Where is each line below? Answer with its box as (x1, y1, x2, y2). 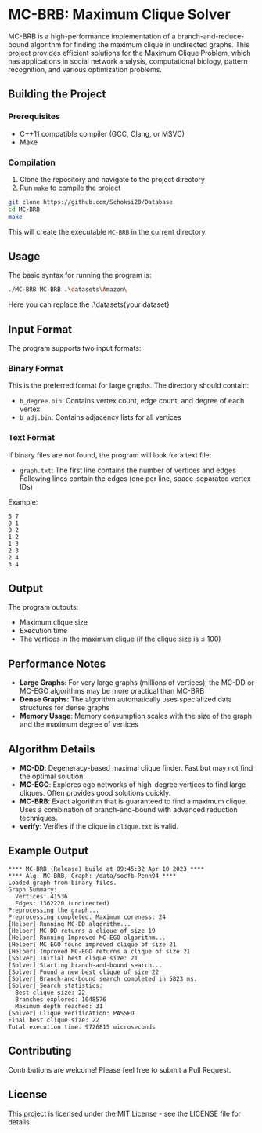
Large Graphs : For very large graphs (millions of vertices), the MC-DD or (19, 678, 254, 687)
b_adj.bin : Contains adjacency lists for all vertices (19, 413, 181, 422)
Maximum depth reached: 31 (15, 1002, 103, 1010)
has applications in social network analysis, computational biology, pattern (8, 56, 248, 66)
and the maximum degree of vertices (19, 720, 139, 729)
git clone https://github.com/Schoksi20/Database (8, 198, 174, 206)
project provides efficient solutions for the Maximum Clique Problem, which (8, 48, 251, 57)
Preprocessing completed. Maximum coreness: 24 (8, 913, 167, 921)
